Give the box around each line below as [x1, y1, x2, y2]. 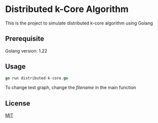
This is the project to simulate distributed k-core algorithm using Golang [5, 20, 153, 26]
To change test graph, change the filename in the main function [5, 84, 136, 90]
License [5, 99, 30, 107]
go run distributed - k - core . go [5, 75, 68, 80]
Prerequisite [5, 34, 44, 43]
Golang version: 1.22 [5, 47, 47, 53]
